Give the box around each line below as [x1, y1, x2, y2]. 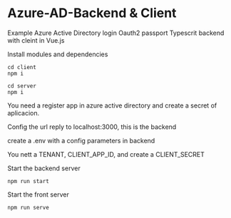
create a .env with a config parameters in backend [7, 136, 155, 145]
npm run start [7, 177, 50, 185]
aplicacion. [7, 108, 40, 117]
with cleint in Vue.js [7, 36, 65, 44]
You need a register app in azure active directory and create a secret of [7, 101, 217, 110]
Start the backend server [7, 164, 81, 172]
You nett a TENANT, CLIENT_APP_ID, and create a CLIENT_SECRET [7, 150, 205, 158]
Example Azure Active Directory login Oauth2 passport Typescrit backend [7, 28, 225, 37]
